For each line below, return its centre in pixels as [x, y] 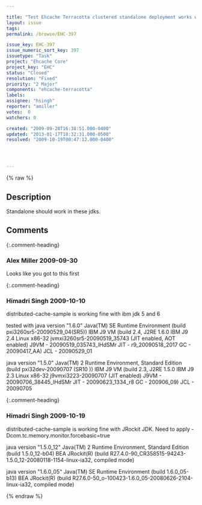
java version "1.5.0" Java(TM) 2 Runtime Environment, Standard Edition [94, 363]
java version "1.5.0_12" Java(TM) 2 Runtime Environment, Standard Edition [98, 447]
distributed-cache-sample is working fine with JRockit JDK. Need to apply [98, 429]
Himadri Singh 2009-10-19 [46, 416]
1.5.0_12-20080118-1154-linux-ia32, [50, 460]
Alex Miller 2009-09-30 [42, 260]
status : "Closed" [28, 73]
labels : [16, 95]
